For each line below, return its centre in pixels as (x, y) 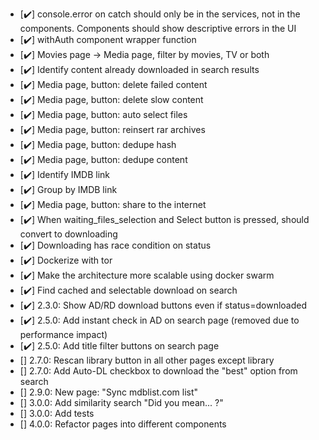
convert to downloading (68, 234)
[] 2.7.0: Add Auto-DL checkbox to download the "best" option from (158, 371)
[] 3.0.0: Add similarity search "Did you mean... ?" (121, 402)
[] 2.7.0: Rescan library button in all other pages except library (147, 360)
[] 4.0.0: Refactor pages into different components (123, 424)
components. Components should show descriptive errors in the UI (158, 28)
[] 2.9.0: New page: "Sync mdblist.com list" (109, 392)
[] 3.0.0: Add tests (57, 413)
